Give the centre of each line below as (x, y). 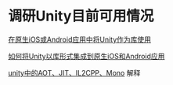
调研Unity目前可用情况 (81, 16)
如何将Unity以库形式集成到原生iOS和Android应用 (86, 56)
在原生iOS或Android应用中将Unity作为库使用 (79, 39)
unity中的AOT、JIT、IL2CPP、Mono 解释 (74, 72)
